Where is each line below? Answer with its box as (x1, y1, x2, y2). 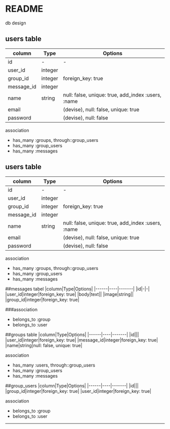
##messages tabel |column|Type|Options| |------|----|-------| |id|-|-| (5, 286, 150, 292)
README (5, 3, 44, 15)
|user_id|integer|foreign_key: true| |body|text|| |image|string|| (5, 291, 134, 297)
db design (5, 20, 26, 26)
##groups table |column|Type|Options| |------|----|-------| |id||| (5, 331, 139, 338)
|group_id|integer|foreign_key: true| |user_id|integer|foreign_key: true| (5, 388, 152, 394)
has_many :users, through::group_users (12, 362, 95, 368)
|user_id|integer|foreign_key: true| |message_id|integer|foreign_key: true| (5, 336, 158, 343)
